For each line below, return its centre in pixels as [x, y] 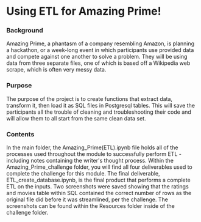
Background [25, 31]
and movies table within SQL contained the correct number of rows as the [99, 193]
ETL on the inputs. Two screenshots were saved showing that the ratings [97, 187]
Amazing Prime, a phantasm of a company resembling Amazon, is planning [100, 43]
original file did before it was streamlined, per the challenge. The [87, 199]
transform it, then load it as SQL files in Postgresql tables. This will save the [100, 105]
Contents [20, 134]
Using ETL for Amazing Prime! [84, 11]
